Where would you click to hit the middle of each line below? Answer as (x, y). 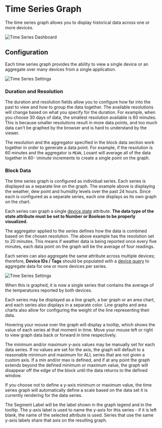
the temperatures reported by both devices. (49, 290)
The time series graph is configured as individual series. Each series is (75, 181)
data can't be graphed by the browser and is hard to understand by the (76, 128)
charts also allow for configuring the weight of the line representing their (77, 310)
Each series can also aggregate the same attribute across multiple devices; (80, 256)
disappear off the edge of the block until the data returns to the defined (76, 371)
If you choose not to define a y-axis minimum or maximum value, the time (78, 385)
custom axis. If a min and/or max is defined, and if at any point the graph (78, 360)
